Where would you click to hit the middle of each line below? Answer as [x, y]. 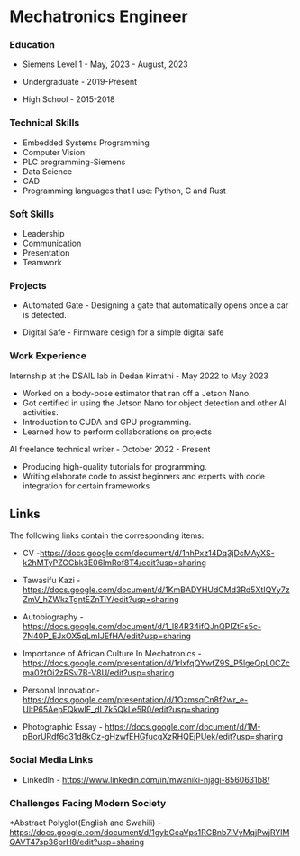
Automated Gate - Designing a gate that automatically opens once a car [155, 305]
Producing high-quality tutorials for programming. [114, 466]
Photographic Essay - [63, 727]
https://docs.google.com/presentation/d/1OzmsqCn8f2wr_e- [135, 700]
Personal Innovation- [61, 690]
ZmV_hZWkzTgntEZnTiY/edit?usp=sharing [100, 600]
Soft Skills [32, 214]
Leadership [43, 234]
